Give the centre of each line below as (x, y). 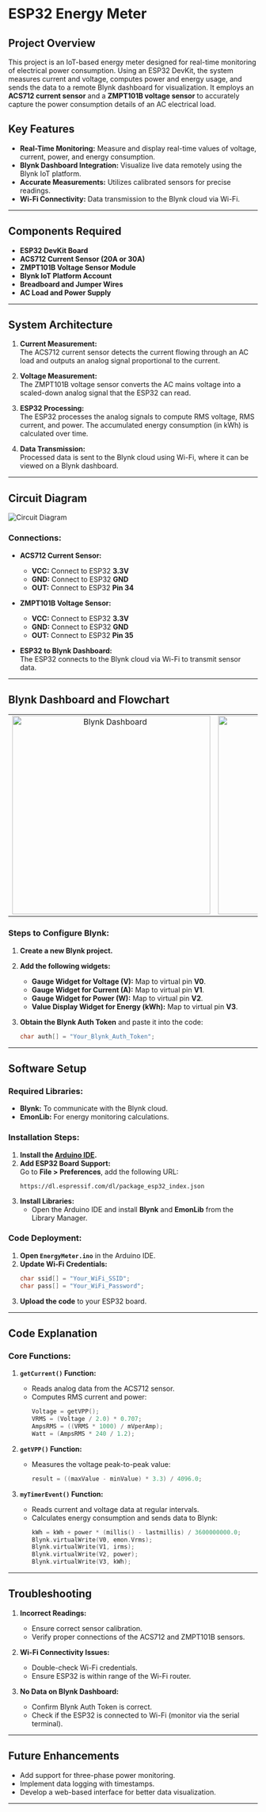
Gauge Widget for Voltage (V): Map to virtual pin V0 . (119, 981)
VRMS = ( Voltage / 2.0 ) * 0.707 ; (87, 1419)
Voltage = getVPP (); (65, 1412)
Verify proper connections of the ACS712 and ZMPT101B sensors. (138, 1637)
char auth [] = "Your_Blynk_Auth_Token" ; (87, 1036)
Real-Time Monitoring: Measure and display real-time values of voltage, (138, 148)
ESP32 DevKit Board (54, 250)
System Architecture (61, 325)
